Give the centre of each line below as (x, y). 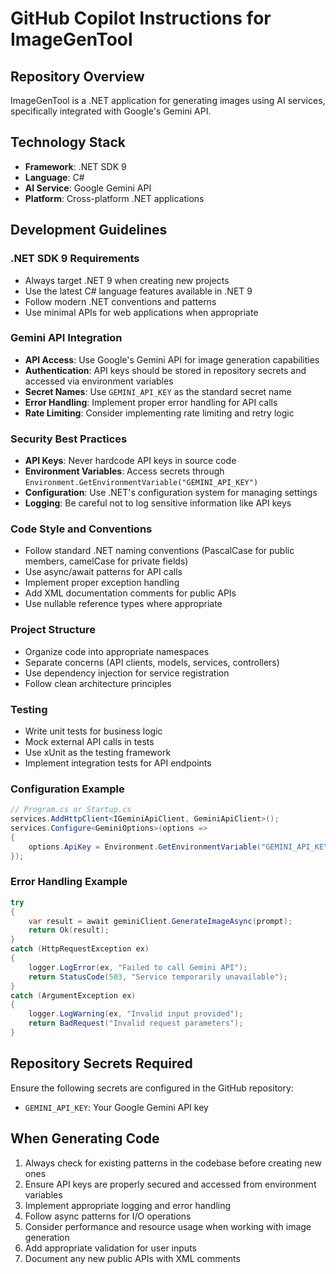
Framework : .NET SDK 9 (75, 166)
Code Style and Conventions (81, 529)
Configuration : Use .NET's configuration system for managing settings (171, 493)
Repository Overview (77, 76)
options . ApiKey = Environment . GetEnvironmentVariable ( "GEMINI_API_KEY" (180, 847)
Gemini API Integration (66, 338)
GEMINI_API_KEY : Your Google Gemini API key (116, 1107)
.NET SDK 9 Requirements (75, 259)
